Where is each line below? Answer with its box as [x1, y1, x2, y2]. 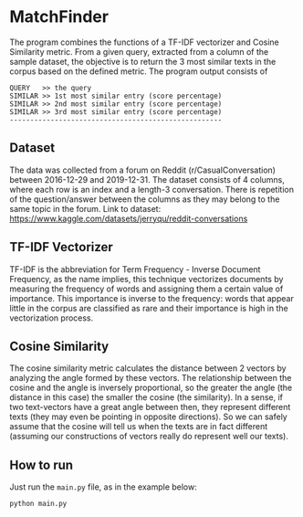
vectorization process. [9, 312, 94, 323]
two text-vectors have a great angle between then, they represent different [9, 402, 291, 413]
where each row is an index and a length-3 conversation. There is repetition [9, 184, 295, 195]
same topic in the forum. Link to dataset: [9, 203, 162, 214]
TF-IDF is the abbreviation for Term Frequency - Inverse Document [9, 263, 261, 275]
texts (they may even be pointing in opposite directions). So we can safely [9, 411, 287, 422]
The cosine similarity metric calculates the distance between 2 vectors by [9, 363, 287, 374]
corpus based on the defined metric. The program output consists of [9, 66, 268, 77]
